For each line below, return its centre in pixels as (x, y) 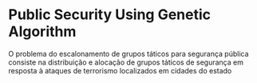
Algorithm (42, 32)
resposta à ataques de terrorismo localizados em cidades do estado (120, 70)
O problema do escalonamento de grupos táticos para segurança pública (128, 53)
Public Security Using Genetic (110, 15)
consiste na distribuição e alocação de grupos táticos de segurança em (126, 62)
